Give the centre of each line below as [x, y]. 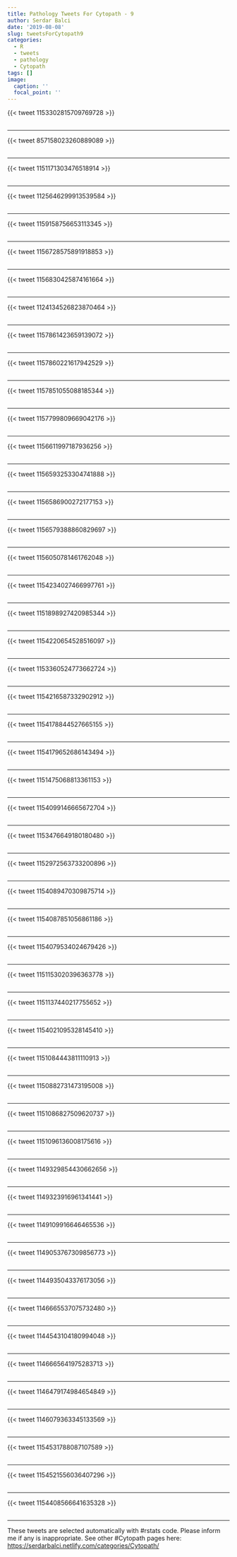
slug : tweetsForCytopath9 [45, 34]
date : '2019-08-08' [36, 27]
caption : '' [31, 86]
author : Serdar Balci [39, 20]
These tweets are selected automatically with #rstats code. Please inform [114, 1531]
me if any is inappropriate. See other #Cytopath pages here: [95, 1538]
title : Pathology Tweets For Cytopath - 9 [71, 14]
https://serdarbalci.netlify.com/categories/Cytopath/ [83, 1546]
